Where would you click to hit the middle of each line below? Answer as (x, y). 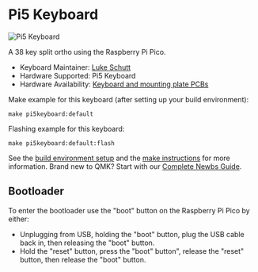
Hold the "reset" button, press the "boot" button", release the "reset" (132, 251)
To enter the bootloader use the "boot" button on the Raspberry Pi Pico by (129, 210)
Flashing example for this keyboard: (66, 128)
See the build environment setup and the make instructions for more (120, 158)
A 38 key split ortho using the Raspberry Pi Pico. (87, 52)
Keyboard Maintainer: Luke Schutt (75, 67)
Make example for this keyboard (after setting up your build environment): (129, 99)
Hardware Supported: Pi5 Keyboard (78, 75)
